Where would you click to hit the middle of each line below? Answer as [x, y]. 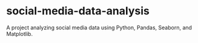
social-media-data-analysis [78, 11]
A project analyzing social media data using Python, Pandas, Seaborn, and [99, 27]
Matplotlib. [20, 33]
